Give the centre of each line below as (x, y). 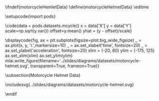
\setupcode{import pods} (30, 16)
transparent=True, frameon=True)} (65, 66)
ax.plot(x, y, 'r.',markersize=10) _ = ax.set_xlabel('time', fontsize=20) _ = (76, 45)
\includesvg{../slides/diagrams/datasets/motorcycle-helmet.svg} (70, 85)
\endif (11, 94)
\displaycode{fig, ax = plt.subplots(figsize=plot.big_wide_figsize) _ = (73, 40)
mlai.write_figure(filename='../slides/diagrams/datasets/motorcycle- (73, 61)
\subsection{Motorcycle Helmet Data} (43, 75)
